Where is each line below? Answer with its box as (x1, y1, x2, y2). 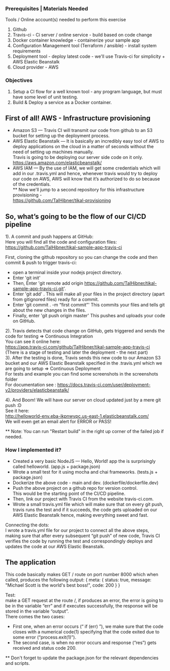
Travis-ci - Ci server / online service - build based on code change (12, 32, 152, 38)
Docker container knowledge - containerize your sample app (12, 37, 140, 43)
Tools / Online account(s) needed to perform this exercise (5, 17, 126, 23)
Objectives (5, 77, 33, 84)
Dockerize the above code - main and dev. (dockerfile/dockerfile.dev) (12, 480, 159, 486)
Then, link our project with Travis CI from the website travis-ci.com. (12, 495, 154, 502)
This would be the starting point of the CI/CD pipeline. (12, 490, 126, 496)
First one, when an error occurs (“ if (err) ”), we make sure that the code (12, 623, 164, 629)
